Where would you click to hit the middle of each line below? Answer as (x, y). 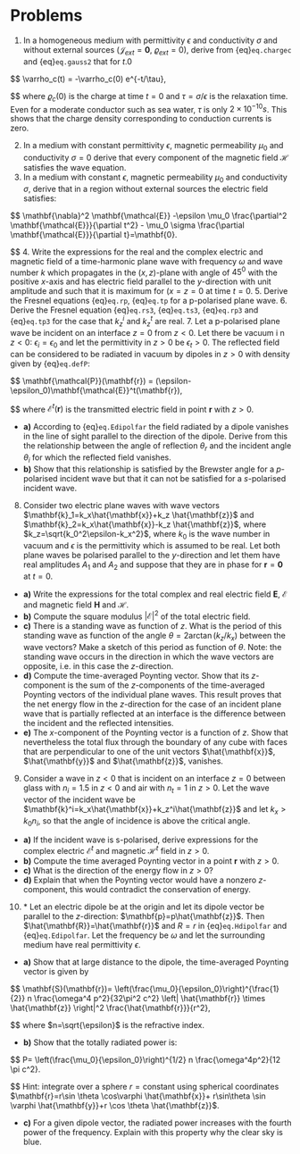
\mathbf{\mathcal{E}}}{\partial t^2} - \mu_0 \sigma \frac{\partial (127, 225)
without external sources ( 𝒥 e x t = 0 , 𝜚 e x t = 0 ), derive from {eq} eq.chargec (157, 50)
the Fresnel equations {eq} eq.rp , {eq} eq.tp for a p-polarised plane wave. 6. (149, 301)
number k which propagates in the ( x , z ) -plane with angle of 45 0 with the (144, 272)
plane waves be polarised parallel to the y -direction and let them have (151, 555)
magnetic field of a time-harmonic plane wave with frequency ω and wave (147, 261)
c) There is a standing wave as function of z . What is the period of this (152, 626)
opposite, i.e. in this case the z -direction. (98, 665)
